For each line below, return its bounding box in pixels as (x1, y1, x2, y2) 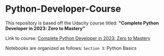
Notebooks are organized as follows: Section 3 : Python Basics (5, 45, 137, 51)
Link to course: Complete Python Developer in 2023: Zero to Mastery (5, 35, 151, 41)
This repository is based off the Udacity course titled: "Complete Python (5, 20, 159, 26)
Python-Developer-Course (5, 3, 121, 15)
